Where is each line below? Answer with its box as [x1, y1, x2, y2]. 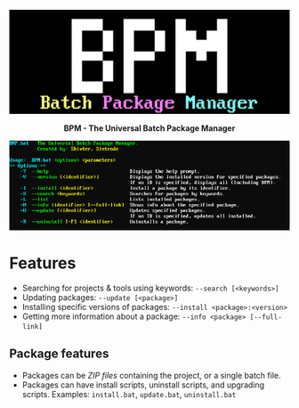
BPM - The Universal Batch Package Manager [63, 122, 236, 134]
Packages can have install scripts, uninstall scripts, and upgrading [21, 379, 265, 390]
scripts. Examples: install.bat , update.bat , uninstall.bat [21, 388, 237, 399]
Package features [9, 347, 109, 362]
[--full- [249, 313, 282, 322]
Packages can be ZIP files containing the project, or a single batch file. [21, 370, 281, 380]
